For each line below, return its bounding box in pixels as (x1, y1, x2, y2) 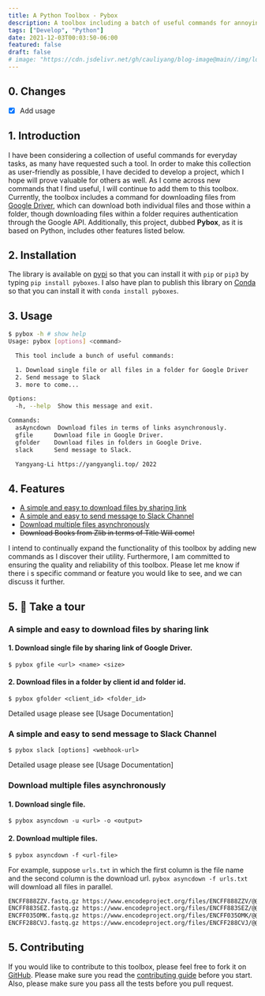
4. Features (8, 482, 65, 495)
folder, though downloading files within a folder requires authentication (8, 209, 239, 218)
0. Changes (8, 85, 66, 99)
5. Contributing (8, 941, 84, 954)
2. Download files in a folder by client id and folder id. (8, 677, 186, 687)
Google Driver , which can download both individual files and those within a (8, 201, 251, 210)
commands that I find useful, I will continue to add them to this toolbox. (8, 183, 239, 194)
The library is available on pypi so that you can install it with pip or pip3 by (8, 269, 249, 279)
